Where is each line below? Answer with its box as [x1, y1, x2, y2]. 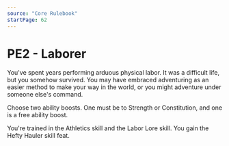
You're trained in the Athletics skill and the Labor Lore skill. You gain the [7, 124, 209, 132]
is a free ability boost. [7, 111, 68, 119]
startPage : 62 [7, 16, 48, 23]
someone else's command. [7, 90, 83, 99]
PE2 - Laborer [7, 46, 87, 62]
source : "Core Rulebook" [7, 10, 78, 17]
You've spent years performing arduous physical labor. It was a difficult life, [7, 69, 220, 77]
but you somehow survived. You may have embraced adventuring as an [7, 76, 209, 84]
